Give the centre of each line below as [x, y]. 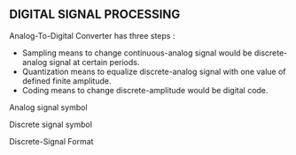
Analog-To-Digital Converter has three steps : [92, 35]
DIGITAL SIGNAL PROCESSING [95, 15]
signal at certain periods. [94, 62]
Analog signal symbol [48, 107]
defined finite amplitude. [66, 81]
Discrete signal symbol [51, 124]
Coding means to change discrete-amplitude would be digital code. [145, 90]
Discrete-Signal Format [51, 141]
